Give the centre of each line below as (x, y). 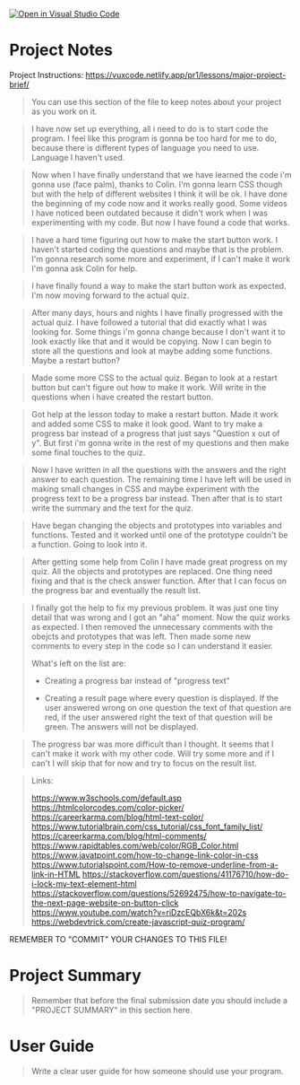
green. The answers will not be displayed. (121, 726)
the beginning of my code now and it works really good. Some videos (159, 203)
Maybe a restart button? (76, 360)
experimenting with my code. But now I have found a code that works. (160, 222)
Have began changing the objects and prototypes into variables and (156, 525)
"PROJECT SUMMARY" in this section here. (111, 1010)
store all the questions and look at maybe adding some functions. (152, 351)
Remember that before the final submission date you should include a (159, 1000)
